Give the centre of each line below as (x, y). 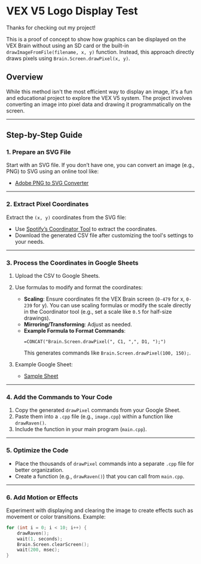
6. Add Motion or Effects (42, 497)
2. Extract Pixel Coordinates (48, 204)
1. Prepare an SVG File (39, 152)
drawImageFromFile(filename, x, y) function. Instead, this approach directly (100, 51)
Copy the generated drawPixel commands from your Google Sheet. (98, 410)
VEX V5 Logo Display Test (72, 11)
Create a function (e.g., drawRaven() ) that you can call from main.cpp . (99, 476)
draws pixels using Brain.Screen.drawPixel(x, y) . (68, 58)
